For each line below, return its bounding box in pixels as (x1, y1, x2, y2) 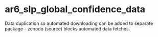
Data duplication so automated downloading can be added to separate (5, 20, 153, 26)
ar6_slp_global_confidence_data (5, 4, 146, 15)
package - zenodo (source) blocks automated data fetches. (5, 25, 130, 31)
